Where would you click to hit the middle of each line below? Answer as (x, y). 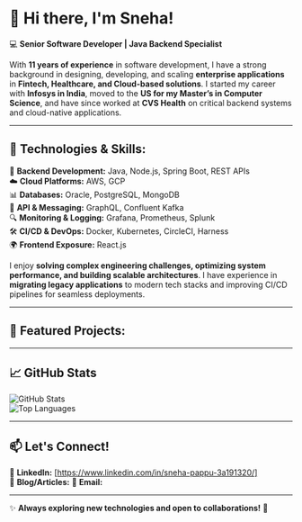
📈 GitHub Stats (53, 373)
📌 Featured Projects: (67, 331)
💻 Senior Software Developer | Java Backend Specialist (116, 43)
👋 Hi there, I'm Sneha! (92, 18)
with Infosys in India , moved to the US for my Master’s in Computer (136, 93)
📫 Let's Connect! (59, 446)
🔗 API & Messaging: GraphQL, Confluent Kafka (97, 207)
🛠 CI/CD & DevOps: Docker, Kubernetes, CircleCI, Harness (119, 231)
